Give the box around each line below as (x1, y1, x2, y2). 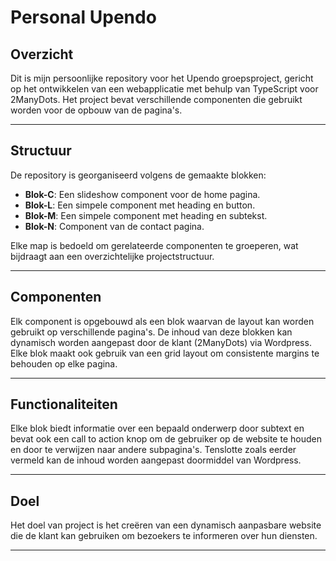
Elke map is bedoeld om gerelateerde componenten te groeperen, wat (10, 239, 299, 251)
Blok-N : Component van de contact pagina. (24, 220, 205, 232)
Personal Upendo (10, 6, 157, 29)
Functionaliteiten (10, 396, 118, 413)
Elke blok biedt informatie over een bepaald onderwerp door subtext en (10, 422, 305, 435)
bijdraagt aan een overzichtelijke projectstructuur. (10, 250, 215, 262)
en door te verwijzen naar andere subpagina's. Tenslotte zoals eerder (10, 444, 297, 456)
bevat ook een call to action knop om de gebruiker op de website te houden (10, 433, 322, 445)
